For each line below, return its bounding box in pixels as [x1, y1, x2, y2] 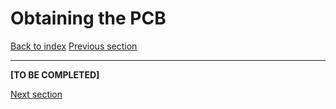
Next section [10, 88, 63, 100]
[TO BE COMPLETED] [10, 68, 100, 81]
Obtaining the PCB [10, 7, 167, 30]
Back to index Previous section [10, 40, 138, 52]
